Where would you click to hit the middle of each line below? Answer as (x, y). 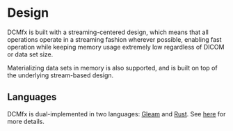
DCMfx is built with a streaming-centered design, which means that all (108, 32)
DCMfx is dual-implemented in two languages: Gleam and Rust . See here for (116, 114)
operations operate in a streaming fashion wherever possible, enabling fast (114, 39)
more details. (26, 121)
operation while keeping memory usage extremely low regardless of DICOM (116, 47)
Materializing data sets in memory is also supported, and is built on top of (112, 68)
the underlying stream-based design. (61, 75)
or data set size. (30, 54)
